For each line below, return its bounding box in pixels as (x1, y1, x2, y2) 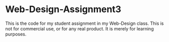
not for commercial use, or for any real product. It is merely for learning (5, 25, 154, 31)
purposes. (5, 31, 27, 37)
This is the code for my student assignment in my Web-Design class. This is (5, 20, 164, 26)
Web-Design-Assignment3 (5, 4, 122, 15)
